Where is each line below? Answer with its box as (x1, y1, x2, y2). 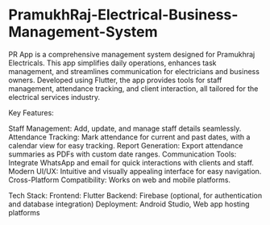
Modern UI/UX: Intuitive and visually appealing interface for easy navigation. (8, 166, 262, 176)
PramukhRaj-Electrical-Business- (8, 6, 239, 24)
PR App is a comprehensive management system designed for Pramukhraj (8, 49, 255, 59)
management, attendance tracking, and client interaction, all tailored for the (8, 83, 259, 94)
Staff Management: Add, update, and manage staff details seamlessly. (8, 123, 242, 133)
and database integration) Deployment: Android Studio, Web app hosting (8, 199, 250, 209)
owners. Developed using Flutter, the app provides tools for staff (8, 75, 222, 85)
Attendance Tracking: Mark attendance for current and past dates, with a (8, 131, 251, 142)
